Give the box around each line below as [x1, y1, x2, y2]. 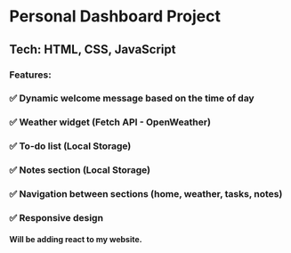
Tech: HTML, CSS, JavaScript [9, 42, 176, 57]
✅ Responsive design [9, 212, 104, 224]
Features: [9, 69, 52, 81]
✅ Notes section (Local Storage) [9, 164, 151, 176]
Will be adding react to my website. [9, 233, 142, 244]
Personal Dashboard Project [9, 6, 221, 27]
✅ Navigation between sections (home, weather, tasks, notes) [9, 188, 283, 200]
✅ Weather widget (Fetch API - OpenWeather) [9, 116, 212, 128]
